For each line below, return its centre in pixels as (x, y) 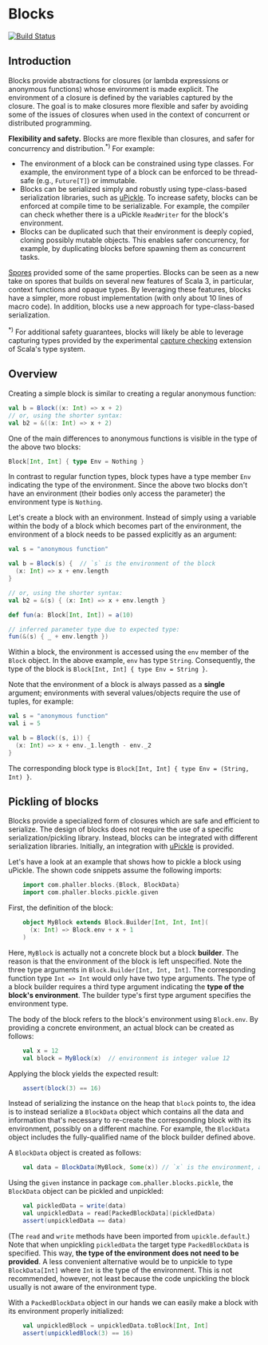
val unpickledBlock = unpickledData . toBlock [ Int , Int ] (116, 1325)
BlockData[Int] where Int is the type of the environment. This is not (120, 1270)
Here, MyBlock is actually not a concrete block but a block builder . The (124, 952)
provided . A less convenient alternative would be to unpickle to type (120, 1261)
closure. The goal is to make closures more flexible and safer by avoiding (128, 106)
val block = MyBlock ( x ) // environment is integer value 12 (126, 1058)
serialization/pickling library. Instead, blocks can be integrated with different (133, 838)
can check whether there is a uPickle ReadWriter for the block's (124, 215)
